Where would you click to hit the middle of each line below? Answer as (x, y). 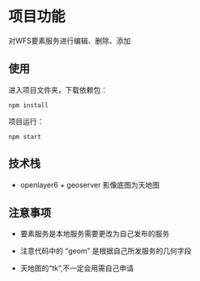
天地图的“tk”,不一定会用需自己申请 (77, 268)
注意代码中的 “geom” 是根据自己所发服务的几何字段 (106, 251)
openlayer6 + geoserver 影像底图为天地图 (90, 184)
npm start (25, 136)
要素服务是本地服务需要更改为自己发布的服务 (95, 234)
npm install (28, 105)
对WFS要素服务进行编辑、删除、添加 (70, 41)
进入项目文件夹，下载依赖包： (58, 89)
